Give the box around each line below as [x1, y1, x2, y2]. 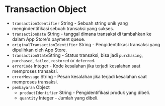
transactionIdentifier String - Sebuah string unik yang [12, 20, 128, 26]
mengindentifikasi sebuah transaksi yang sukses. [12, 25, 114, 31]
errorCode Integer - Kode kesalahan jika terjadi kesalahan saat [12, 63, 141, 69]
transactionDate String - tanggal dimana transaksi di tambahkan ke [12, 31, 152, 37]
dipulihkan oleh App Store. [12, 47, 67, 53]
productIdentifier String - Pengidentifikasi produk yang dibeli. [19, 89, 150, 95]
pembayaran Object [12, 84, 50, 90]
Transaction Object [5, 4, 87, 15]
